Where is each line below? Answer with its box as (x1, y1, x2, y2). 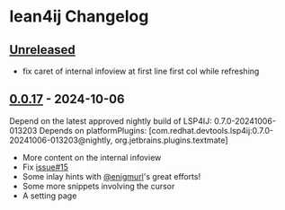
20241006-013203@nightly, (9, 135, 113, 145)
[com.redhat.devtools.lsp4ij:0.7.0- (148, 125, 274, 136)
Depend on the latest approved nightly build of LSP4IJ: (9, 115, 213, 127)
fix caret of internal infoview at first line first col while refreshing (22, 66, 260, 76)
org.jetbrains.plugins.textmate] (114, 135, 228, 145)
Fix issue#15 (22, 162, 69, 172)
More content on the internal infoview (22, 152, 162, 162)
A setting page (22, 190, 77, 201)
